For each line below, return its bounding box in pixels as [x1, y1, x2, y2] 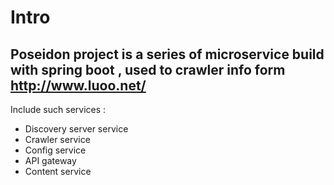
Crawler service [24, 134, 91, 145]
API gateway [24, 155, 77, 166]
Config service [24, 144, 87, 156]
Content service [24, 166, 92, 177]
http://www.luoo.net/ [10, 77, 147, 94]
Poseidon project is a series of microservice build [10, 46, 325, 63]
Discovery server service [24, 123, 129, 135]
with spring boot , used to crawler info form [10, 61, 286, 78]
